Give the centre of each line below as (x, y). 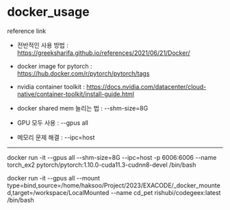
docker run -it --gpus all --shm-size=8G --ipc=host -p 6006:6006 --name (112, 157)
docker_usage (49, 12)
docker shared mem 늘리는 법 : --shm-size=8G (82, 108)
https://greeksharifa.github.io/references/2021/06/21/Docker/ (103, 53)
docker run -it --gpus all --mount (54, 178)
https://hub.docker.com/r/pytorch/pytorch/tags (83, 73)
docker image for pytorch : (54, 66)
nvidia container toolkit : (51, 86)
